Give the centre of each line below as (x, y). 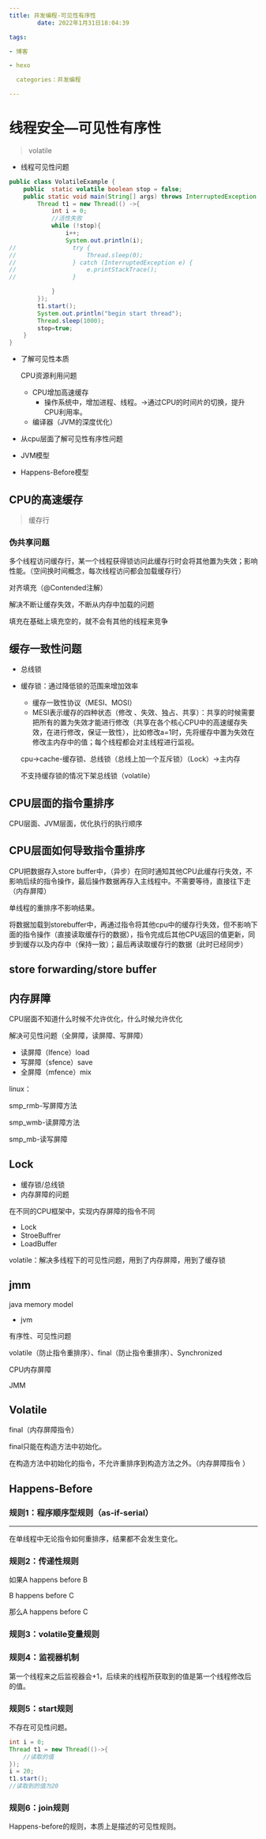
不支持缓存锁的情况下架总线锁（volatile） (87, 776)
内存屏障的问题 (45, 1194)
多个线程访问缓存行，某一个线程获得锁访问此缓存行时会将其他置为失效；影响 (133, 561)
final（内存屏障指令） (44, 1430)
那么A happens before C (49, 1612)
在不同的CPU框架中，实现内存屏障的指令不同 (82, 1211)
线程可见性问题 (45, 167)
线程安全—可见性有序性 (85, 128)
